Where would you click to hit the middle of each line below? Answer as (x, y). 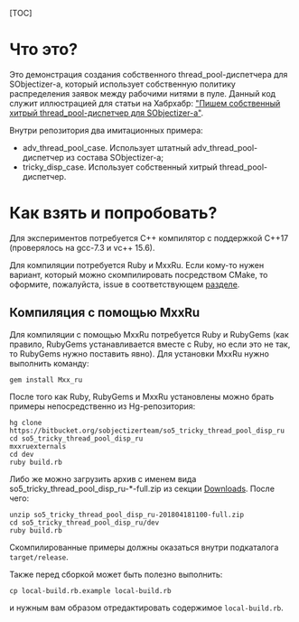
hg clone (26, 422)
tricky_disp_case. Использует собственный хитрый (120, 167)
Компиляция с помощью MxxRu (105, 313)
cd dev (22, 454)
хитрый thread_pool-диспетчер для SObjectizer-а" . (107, 113)
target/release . (39, 557)
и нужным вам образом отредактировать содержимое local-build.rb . (147, 608)
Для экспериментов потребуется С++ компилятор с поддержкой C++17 (149, 237)
